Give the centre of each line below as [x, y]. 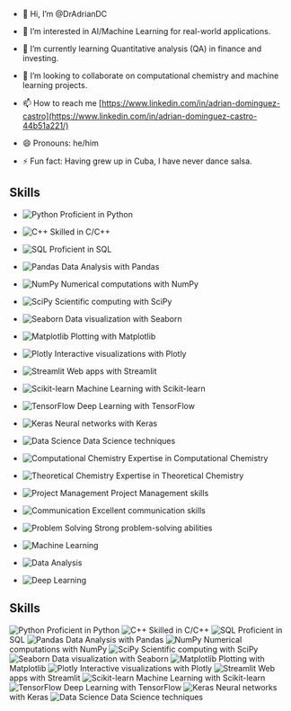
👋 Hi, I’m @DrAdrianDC [65, 14]
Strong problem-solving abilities [153, 528]
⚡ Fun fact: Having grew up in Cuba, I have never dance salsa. [137, 161]
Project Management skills [160, 493]
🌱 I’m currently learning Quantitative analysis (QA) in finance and [142, 49]
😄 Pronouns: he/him [60, 143]
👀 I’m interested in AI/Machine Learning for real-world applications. [146, 31]
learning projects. [55, 85]
